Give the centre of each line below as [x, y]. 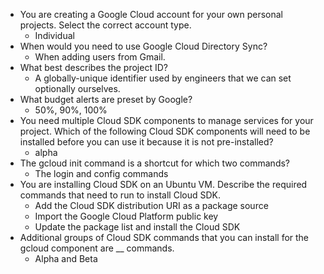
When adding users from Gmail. [100, 57]
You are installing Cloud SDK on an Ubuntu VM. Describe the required [163, 184]
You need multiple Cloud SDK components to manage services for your [166, 120]
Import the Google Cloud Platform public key [126, 216]
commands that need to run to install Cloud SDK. [120, 195]
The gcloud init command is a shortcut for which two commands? [155, 163]
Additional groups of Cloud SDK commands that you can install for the [164, 237]
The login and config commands [101, 173]
